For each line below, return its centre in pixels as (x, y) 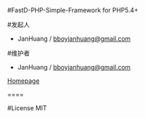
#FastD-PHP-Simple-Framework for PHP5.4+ (73, 10)
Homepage (24, 81)
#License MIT (27, 108)
